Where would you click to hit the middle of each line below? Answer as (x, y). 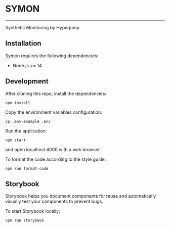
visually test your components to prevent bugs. (54, 201)
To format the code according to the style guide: (56, 159)
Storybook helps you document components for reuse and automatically (81, 196)
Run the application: (26, 131)
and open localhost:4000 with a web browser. (53, 149)
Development (27, 81)
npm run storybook (25, 220)
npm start (16, 140)
